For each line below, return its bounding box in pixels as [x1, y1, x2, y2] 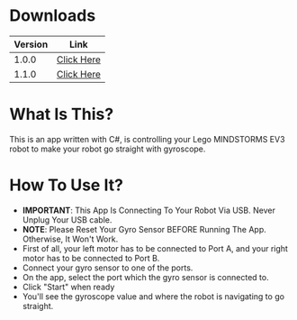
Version [13, 38, 49, 50]
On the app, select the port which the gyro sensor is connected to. [22, 271, 269, 282]
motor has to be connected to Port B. [22, 252, 160, 263]
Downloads [9, 5, 96, 26]
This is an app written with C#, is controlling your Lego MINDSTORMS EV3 [9, 133, 285, 144]
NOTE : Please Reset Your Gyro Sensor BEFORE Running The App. [22, 224, 267, 234]
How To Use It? [9, 175, 124, 196]
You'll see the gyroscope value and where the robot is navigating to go [22, 290, 285, 302]
